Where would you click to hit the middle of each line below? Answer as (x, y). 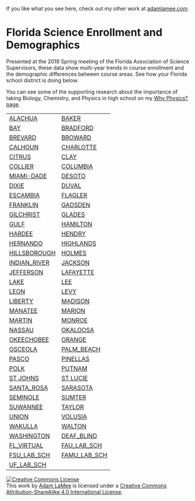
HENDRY (74, 233)
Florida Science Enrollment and (84, 33)
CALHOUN (24, 147)
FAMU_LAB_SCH (84, 455)
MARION (73, 310)
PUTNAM (74, 368)
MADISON (75, 301)
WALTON (74, 426)
